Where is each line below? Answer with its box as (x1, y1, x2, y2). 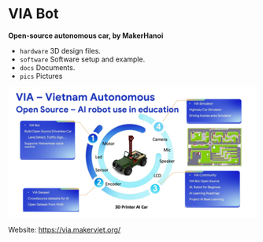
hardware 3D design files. (19, 46, 101, 55)
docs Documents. (19, 62, 76, 72)
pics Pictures (19, 71, 63, 80)
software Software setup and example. (19, 54, 146, 64)
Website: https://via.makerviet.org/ (8, 225, 121, 234)
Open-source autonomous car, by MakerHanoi (8, 31, 164, 40)
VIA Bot (8, 5, 59, 23)
